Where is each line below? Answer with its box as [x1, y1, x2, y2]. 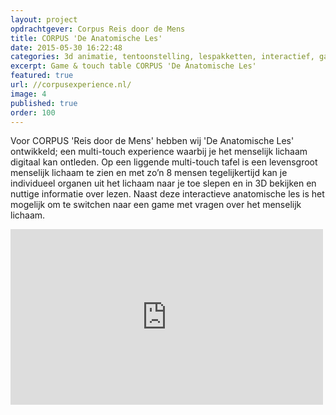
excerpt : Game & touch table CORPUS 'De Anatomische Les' [10, 61, 257, 71]
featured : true [10, 71, 74, 81]
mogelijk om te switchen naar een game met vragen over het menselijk [10, 199, 302, 211]
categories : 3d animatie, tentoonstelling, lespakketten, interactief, [10, 52, 315, 62]
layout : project [10, 14, 78, 25]
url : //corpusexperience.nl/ [10, 80, 132, 90]
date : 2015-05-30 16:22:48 [10, 42, 123, 53]
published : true [10, 98, 78, 108]
